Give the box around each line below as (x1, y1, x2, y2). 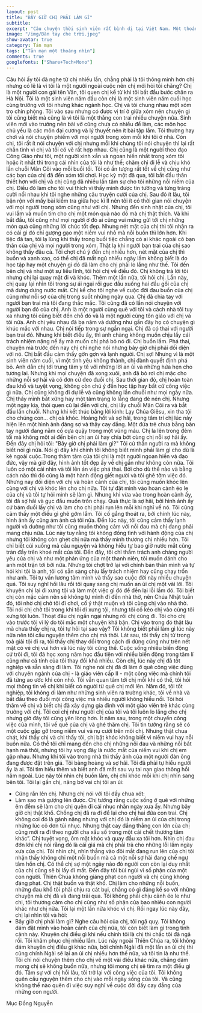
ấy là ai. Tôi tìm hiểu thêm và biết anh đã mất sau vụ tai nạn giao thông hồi (6, 765, 189, 773)
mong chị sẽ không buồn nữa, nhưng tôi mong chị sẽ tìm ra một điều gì (14, 963, 191, 970)
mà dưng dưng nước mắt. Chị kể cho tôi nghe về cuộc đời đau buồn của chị (6, 286, 193, 293)
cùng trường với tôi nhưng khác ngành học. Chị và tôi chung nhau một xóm (6, 101, 192, 108)
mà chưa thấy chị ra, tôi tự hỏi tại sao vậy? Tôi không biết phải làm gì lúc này (6, 625, 195, 632)
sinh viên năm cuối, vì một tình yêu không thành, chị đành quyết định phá (6, 357, 188, 364)
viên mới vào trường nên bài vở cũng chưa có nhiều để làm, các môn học (6, 120, 187, 127)
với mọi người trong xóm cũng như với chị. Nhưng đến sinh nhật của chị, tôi (6, 203, 192, 210)
